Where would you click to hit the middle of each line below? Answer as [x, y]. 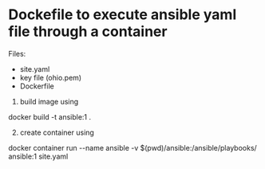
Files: [17, 53]
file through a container [88, 31]
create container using [57, 132]
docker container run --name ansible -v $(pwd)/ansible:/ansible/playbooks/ [132, 147]
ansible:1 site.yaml [38, 156]
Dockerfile [37, 86]
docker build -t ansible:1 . [50, 116]
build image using [49, 101]
